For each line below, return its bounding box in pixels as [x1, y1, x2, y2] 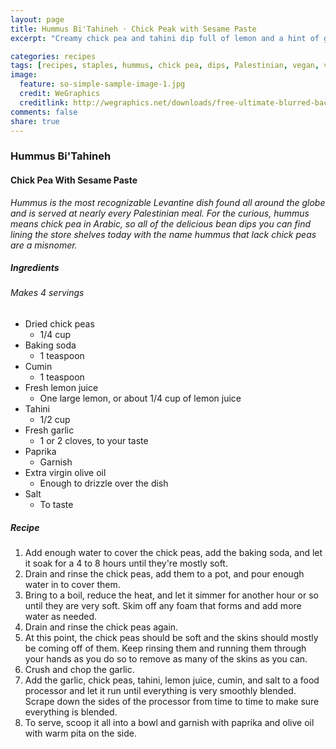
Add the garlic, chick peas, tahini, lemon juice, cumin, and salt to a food [24, 674, 320, 686]
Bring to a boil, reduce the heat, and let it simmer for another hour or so [24, 589, 319, 601]
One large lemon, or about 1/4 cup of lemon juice [39, 392, 242, 405]
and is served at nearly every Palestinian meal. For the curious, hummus [10, 207, 310, 219]
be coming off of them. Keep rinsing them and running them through [24, 642, 307, 655]
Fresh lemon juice [24, 382, 99, 394]
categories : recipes [10, 51, 97, 61]
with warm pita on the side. [24, 727, 137, 740]
